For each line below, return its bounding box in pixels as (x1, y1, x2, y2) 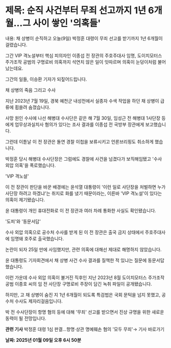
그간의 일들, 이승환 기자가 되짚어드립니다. (5, 76, 87, 82)
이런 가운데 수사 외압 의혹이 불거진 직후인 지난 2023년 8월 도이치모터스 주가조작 (5, 274, 165, 281)
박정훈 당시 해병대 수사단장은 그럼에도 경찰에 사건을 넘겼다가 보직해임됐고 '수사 (5, 156, 162, 162)
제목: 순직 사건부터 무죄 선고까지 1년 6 (5, 5, 154, 16)
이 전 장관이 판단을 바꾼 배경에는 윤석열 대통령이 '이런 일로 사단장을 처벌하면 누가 (5, 184, 166, 190)
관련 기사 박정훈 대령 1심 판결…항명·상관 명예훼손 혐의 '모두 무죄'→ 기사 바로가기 (5, 326, 165, 332)
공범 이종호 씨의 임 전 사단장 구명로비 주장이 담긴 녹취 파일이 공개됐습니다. (5, 281, 152, 287)
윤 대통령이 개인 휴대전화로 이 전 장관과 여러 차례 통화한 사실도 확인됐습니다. (5, 207, 157, 213)
